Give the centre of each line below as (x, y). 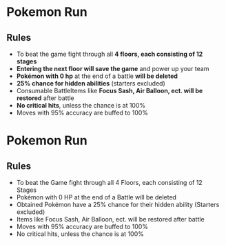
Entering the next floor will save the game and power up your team (113, 69)
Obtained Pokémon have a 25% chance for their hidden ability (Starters (118, 205)
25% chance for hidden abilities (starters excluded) (91, 83)
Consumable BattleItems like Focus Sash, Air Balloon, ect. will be (110, 91)
